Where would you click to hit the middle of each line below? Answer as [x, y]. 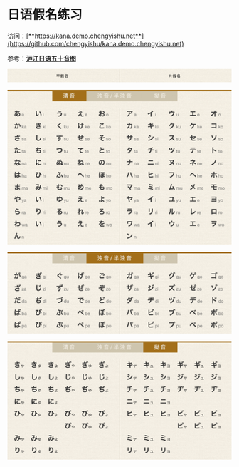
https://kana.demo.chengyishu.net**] [89, 36]
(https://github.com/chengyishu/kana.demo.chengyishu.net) [96, 43]
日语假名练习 [45, 15]
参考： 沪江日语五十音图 [42, 58]
